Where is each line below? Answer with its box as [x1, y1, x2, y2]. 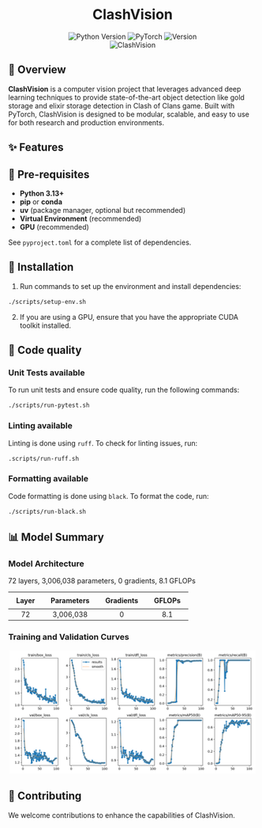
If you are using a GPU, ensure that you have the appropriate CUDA [19, 312, 239, 321]
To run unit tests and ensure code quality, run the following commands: [8, 386, 240, 395]
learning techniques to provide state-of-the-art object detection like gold [8, 93, 245, 102]
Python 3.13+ [19, 188, 65, 198]
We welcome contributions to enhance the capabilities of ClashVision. [8, 810, 235, 820]
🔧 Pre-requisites [8, 168, 90, 181]
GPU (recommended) [19, 222, 89, 231]
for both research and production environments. [8, 117, 164, 127]
